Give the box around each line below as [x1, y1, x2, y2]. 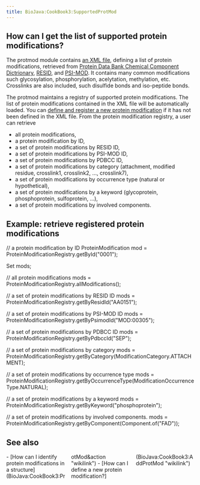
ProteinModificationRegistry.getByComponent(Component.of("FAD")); [6, 420, 180, 427]
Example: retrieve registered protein [6, 219, 145, 229]
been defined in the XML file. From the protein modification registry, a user [6, 113, 191, 120]
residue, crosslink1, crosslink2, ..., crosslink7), [14, 169, 129, 177]
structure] [10, 466, 35, 474]
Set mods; [6, 263, 32, 270]
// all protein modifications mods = [6, 274, 91, 281]
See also [6, 437, 39, 448]
